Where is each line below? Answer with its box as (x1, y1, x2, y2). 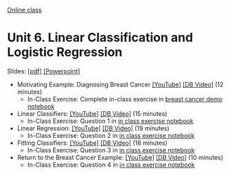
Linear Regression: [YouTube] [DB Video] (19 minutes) (16, 124, 170, 132)
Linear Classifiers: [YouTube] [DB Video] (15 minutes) (16, 109, 168, 117)
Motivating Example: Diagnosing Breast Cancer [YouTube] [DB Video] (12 (16, 80, 224, 89)
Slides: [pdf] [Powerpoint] (7, 67, 80, 75)
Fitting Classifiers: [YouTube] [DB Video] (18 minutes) (16, 139, 168, 147)
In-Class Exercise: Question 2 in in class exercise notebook (27, 131, 195, 139)
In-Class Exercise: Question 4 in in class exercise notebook (27, 161, 195, 169)
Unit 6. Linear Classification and (7, 30, 194, 45)
